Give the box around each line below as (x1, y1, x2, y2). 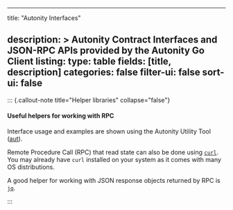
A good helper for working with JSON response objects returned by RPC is (7, 177, 221, 185)
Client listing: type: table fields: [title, (7, 56, 171, 67)
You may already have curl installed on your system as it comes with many (7, 156, 222, 164)
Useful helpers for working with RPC (7, 112, 114, 120)
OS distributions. (7, 163, 55, 171)
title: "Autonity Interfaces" (7, 14, 81, 22)
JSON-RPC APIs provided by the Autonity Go (7, 45, 205, 56)
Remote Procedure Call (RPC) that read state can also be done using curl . (7, 148, 218, 156)
